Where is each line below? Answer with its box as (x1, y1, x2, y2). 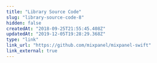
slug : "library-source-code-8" (6, 14, 84, 20)
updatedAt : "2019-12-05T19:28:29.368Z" (6, 31, 106, 37)
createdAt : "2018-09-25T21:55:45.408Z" (6, 25, 106, 32)
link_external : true (6, 48, 58, 54)
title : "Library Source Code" (6, 8, 82, 15)
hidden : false (6, 20, 42, 26)
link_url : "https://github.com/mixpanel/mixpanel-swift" (6, 43, 152, 49)
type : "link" (6, 37, 39, 43)
